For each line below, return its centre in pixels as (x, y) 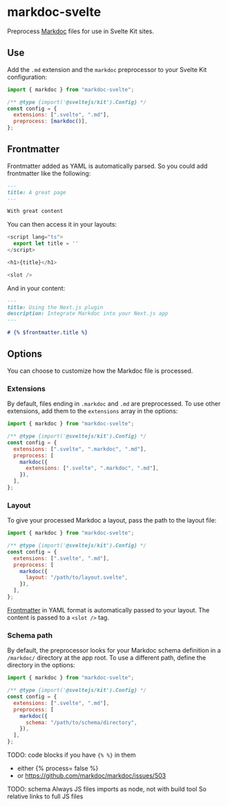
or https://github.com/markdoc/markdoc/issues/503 (92, 776)
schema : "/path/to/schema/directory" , (81, 722)
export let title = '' (46, 244)
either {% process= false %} (58, 769)
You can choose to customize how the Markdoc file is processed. (100, 371)
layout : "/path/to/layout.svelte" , (77, 578)
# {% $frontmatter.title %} (48, 332)
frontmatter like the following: (49, 173)
